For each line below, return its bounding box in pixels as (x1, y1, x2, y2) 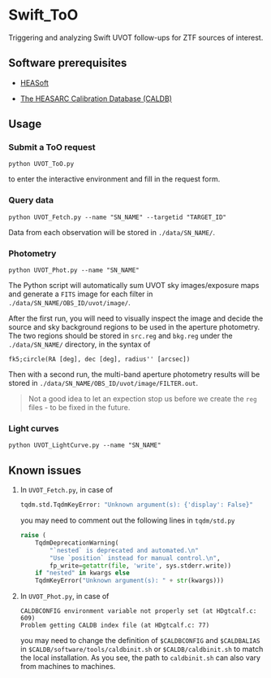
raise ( (19, 531, 46, 540)
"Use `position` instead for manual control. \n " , (49, 553, 221, 562)
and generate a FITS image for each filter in (8, 289, 153, 299)
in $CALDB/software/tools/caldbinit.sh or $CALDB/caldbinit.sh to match (19, 645, 264, 654)
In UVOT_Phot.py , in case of (19, 592, 110, 601)
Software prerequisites (8, 56, 127, 70)
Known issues (8, 463, 82, 477)
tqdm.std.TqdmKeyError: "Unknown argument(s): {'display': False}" (19, 501, 253, 510)
